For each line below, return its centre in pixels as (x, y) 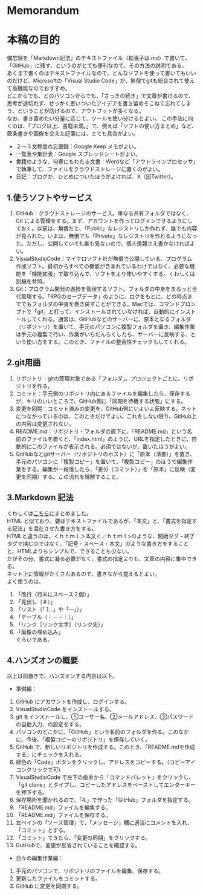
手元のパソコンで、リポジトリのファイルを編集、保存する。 (90, 871)
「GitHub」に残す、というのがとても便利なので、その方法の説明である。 (97, 66)
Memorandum (43, 11)
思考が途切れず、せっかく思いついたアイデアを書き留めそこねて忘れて (94, 103)
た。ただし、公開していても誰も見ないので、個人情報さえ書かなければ (102, 243)
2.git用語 (24, 363)
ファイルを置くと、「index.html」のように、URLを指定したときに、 (109, 438)
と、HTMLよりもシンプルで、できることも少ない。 (69, 551)
